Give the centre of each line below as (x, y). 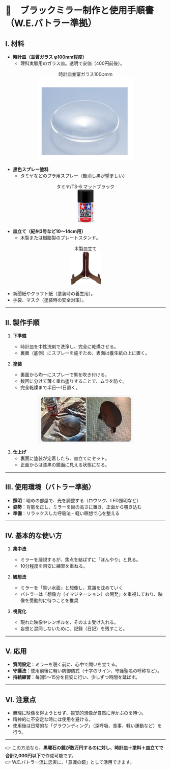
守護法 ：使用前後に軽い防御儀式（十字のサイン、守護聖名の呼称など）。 (87, 671)
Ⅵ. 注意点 (21, 700)
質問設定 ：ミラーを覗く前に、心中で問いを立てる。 (66, 664)
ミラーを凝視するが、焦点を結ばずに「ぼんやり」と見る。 (80, 559)
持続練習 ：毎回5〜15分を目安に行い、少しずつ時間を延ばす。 (76, 677)
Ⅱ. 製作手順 (22, 322)
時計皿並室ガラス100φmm (85, 74)
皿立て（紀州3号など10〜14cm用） (49, 231)
